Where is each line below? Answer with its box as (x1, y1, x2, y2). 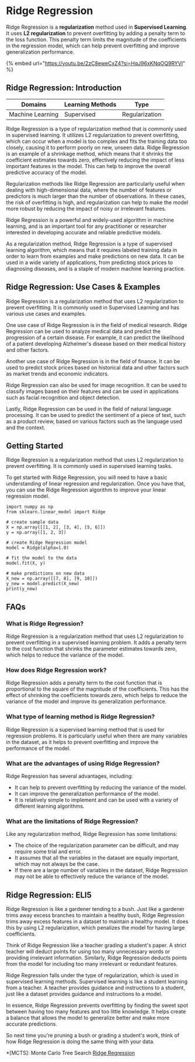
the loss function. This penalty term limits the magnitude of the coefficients (6, 36, 187, 43)
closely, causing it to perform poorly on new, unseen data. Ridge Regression (6, 144, 190, 151)
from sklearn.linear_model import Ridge (6, 509, 106, 515)
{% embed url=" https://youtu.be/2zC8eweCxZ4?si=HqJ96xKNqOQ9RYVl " (6, 60, 186, 67)
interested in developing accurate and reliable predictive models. (6, 228, 162, 235)
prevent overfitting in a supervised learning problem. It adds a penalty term (6, 639, 187, 646)
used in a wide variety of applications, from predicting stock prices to (6, 259, 173, 266)
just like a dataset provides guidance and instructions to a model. (6, 991, 162, 998)
